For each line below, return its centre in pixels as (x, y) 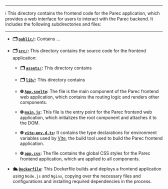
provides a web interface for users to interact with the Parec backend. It (79, 19)
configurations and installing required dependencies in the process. (82, 181)
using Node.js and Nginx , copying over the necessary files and (76, 176)
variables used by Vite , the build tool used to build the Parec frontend (91, 138)
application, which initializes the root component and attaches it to (88, 117)
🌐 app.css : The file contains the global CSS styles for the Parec (85, 153)
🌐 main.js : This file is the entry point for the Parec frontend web (86, 112)
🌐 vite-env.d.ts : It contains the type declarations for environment (88, 132)
